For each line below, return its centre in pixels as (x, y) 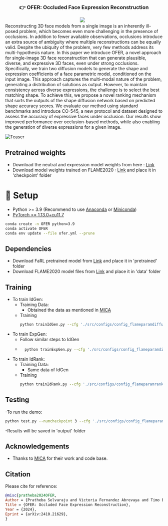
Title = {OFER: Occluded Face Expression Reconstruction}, (68, 504)
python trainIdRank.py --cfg (50, 384)
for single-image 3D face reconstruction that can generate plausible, (76, 58)
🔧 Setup (22, 196)
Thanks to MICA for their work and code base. (60, 458)
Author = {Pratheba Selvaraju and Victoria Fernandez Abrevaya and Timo (82, 500)
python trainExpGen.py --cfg (55, 350)
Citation (18, 474)
